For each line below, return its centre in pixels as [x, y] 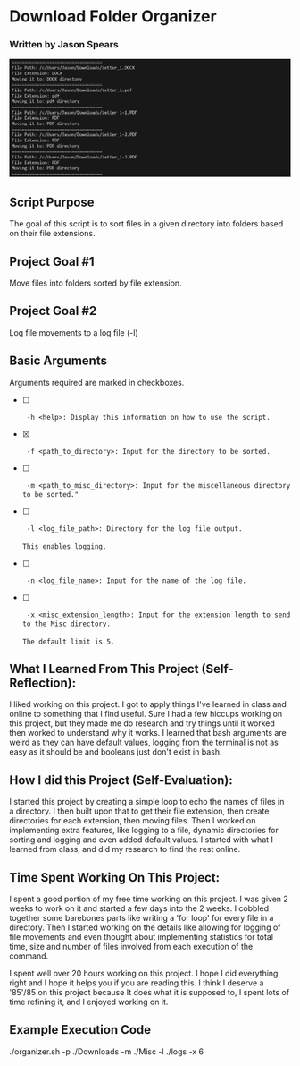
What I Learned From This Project [104, 669]
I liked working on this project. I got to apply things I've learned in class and [148, 704]
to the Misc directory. [67, 624]
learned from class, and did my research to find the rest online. [125, 849]
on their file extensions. [52, 234]
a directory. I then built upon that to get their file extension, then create [139, 811]
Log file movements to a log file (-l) [74, 332]
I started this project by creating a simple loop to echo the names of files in [147, 802]
